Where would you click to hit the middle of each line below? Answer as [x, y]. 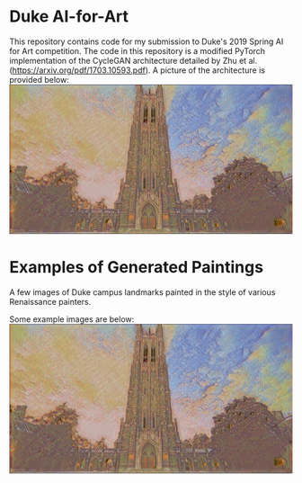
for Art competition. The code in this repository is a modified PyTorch [138, 50]
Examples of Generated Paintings [136, 268]
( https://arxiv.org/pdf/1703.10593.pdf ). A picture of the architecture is [137, 70]
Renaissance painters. [50, 302]
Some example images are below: [72, 319]
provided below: [39, 79]
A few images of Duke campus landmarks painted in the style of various [142, 292]
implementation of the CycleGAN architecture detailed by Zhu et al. [133, 60]
